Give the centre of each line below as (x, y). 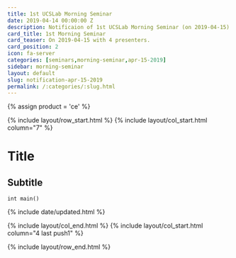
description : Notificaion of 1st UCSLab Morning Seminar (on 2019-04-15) (119, 27)
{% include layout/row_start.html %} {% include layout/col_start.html (107, 120)
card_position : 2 (33, 47)
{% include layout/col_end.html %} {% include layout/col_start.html (105, 226)
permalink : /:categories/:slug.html (61, 86)
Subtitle (25, 183)
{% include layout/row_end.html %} (59, 247)
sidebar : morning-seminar (45, 67)
